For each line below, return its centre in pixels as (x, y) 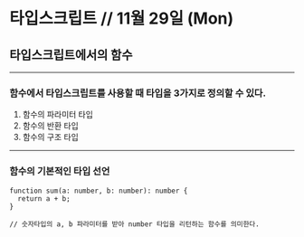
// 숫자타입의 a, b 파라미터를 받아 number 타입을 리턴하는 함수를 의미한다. (134, 224)
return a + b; (44, 199)
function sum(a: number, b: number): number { (99, 191)
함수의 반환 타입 (50, 126)
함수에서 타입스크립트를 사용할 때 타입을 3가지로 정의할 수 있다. (138, 93)
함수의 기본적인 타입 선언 (60, 171)
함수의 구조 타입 (50, 137)
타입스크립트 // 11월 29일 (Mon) (122, 19)
